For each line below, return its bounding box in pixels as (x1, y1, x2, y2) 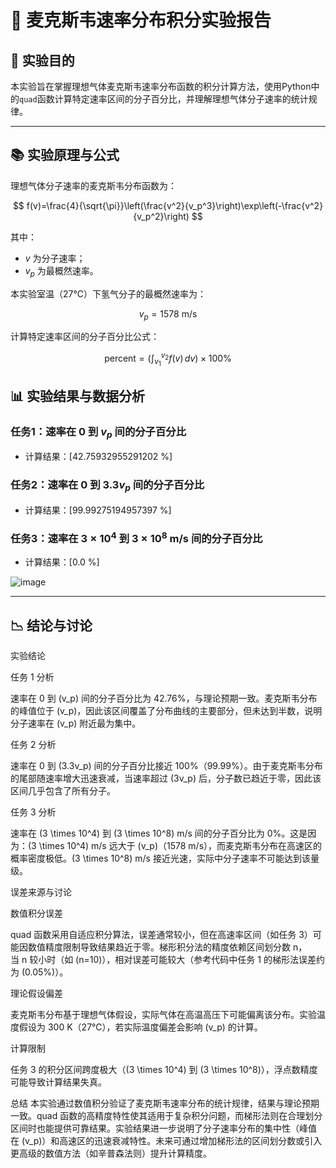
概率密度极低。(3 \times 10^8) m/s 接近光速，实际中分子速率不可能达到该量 (10, 852, 320, 865)
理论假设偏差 (10, 987, 63, 1000)
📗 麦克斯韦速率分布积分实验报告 (10, 9, 272, 32)
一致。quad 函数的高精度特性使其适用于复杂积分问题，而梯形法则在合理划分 (10, 1110, 323, 1122)
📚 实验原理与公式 (10, 147, 120, 164)
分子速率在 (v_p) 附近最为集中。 (10, 717, 142, 730)
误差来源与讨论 (10, 886, 72, 898)
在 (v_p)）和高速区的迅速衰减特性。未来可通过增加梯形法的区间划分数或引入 (10, 1135, 323, 1147)
